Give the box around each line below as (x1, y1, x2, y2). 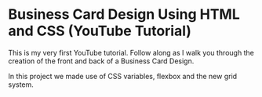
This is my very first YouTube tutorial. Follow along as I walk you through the (8, 48, 255, 57)
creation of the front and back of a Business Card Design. (8, 56, 195, 66)
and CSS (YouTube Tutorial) (8, 22, 192, 40)
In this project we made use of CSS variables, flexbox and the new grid (8, 71, 238, 81)
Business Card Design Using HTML (8, 5, 241, 23)
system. (8, 80, 34, 89)
